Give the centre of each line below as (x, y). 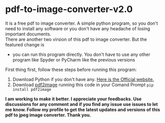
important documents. (28, 34)
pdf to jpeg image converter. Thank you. (48, 115)
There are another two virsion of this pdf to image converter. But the (76, 39)
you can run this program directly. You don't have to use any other (81, 54)
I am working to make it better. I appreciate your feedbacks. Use (73, 99)
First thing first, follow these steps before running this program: (71, 70)
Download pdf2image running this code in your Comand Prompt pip (83, 85)
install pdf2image (32, 89)
